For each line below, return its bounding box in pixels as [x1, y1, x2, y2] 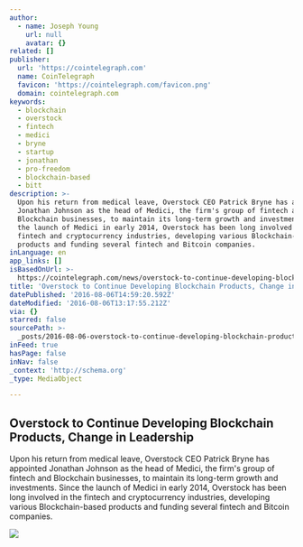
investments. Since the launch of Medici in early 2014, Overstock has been [9, 482, 287, 493]
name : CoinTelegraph [17, 72, 95, 81]
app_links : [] [9, 256, 63, 266]
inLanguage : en [9, 248, 67, 257]
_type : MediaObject [9, 374, 83, 384]
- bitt [17, 181, 42, 190]
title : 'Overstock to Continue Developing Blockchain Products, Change [9, 282, 284, 291]
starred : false [9, 315, 67, 325]
